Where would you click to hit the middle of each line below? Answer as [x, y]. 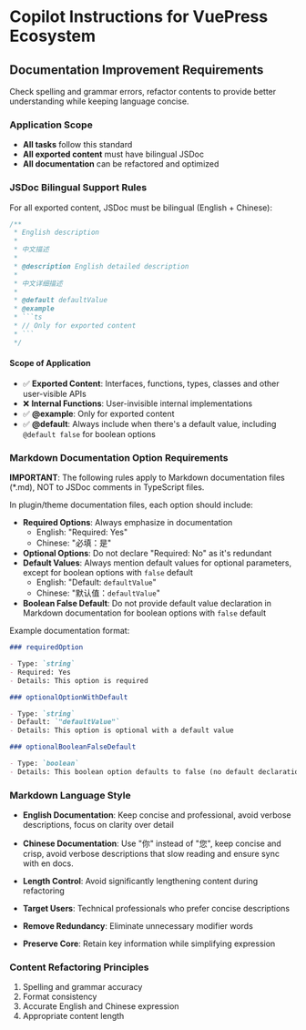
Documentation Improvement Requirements [137, 70]
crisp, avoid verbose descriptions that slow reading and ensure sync [151, 854]
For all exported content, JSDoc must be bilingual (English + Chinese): [141, 208]
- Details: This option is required [79, 680]
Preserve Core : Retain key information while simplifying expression [149, 943]
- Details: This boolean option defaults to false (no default [132, 771]
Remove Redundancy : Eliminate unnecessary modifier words [138, 926]
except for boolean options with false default [108, 573]
